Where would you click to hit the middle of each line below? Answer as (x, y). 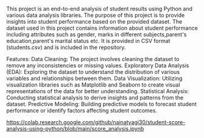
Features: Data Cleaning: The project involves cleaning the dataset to (93, 59)
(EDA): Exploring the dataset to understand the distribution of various (93, 72)
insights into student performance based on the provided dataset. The (94, 21)
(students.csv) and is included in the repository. (66, 47)
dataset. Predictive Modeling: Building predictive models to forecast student (101, 104)
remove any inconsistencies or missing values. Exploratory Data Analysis (98, 65)
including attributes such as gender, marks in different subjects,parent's (97, 34)
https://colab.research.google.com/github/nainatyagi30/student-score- (96, 122)
